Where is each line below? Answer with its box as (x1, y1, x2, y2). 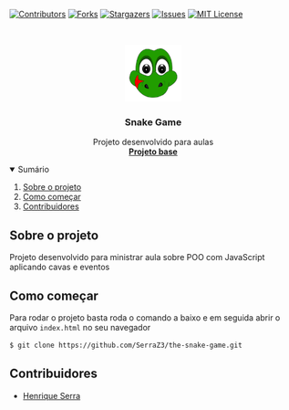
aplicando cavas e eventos (9, 261, 110, 273)
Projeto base (129, 146, 178, 157)
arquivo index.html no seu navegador (9, 321, 151, 332)
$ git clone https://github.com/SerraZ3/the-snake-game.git (9, 341, 243, 350)
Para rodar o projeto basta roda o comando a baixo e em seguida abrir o (9, 311, 281, 323)
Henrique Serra (22, 390, 81, 401)
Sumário (17, 164, 50, 175)
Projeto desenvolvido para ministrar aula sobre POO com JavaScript (9, 252, 265, 263)
